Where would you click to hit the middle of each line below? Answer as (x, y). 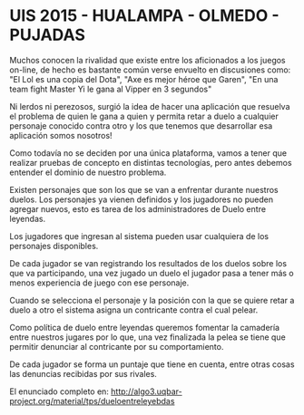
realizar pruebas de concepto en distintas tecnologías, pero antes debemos (151, 162)
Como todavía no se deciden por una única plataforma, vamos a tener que (148, 153)
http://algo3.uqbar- (147, 391)
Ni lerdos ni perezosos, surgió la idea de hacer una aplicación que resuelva (150, 106)
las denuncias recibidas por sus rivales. (83, 373)
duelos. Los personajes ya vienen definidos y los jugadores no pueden (142, 199)
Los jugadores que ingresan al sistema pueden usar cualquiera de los (139, 236)
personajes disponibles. (54, 246)
